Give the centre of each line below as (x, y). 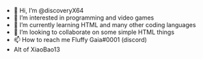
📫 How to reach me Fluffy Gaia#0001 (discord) (80, 40)
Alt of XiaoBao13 (37, 50)
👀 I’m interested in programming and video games (84, 18)
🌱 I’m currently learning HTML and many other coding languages (105, 25)
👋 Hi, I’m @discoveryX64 (49, 11)
